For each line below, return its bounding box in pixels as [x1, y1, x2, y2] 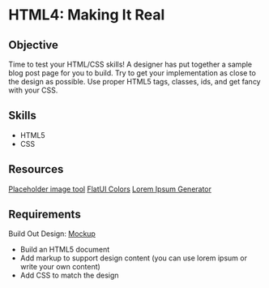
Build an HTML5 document [19, 245, 110, 255]
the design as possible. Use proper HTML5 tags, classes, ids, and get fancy [8, 77, 261, 86]
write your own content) [19, 262, 101, 272]
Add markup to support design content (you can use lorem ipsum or [19, 253, 247, 263]
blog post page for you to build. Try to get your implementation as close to [8, 68, 257, 78]
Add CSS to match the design [19, 270, 119, 281]
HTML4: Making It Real [8, 6, 165, 24]
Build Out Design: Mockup [8, 229, 96, 239]
